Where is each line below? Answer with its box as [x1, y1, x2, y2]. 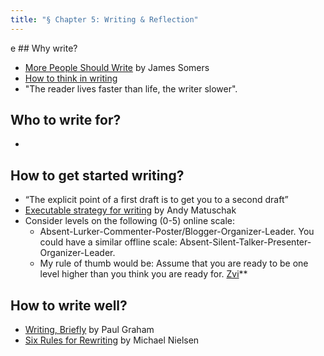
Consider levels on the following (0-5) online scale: [24, 215, 235, 227]
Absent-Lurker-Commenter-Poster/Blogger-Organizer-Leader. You [39, 226, 315, 238]
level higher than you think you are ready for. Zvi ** [39, 268, 248, 280]
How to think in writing [24, 72, 118, 84]
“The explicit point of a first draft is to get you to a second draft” [24, 194, 289, 206]
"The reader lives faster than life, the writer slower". [24, 82, 238, 95]
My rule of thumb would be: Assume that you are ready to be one [39, 257, 309, 270]
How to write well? [10, 297, 128, 314]
